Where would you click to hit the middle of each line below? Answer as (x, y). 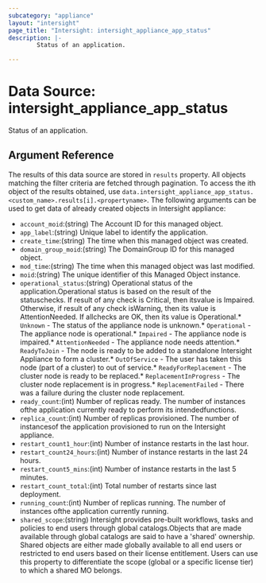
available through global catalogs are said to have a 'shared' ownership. (137, 536)
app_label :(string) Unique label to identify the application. (114, 232)
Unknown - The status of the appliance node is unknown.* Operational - (135, 325)
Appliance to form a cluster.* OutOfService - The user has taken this (131, 359)
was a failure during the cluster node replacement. (102, 393)
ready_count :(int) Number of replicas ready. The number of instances (133, 401)
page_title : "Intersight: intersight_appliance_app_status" (110, 30)
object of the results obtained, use (64, 191)
